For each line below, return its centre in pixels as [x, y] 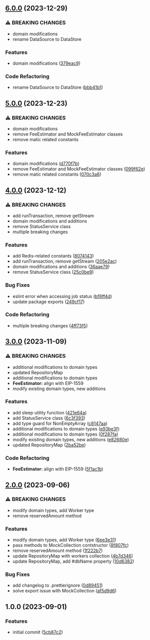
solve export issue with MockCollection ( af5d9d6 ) [65, 591]
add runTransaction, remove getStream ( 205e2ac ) [65, 261]
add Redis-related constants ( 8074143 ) [53, 256]
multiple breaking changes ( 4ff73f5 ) [50, 325]
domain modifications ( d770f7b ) [46, 163]
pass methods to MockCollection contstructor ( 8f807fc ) [70, 545]
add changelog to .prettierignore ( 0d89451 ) [58, 585]
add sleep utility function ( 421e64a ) [49, 412]
